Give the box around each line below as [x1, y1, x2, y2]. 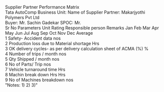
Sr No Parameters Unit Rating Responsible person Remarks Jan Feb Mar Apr [5, 25, 159, 31]
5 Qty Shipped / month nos [5, 56, 60, 62]
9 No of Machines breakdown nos [5, 77, 73, 83]
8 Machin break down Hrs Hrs [5, 72, 66, 77]
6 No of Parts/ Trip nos [5, 61, 51, 67]
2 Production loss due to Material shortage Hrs [5, 41, 99, 46]
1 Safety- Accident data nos [5, 35, 61, 41]
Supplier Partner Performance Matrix [5, 4, 80, 10]
